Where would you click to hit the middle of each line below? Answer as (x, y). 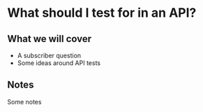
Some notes (24, 101)
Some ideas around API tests (59, 63)
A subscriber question (49, 55)
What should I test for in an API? (102, 13)
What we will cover (50, 39)
